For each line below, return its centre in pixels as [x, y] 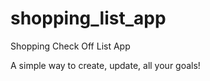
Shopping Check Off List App [70, 46]
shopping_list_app [88, 18]
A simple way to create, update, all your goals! [105, 65]
